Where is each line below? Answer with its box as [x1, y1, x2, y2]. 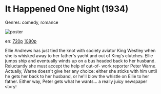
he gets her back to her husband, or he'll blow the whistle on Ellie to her [5, 73, 150, 79]
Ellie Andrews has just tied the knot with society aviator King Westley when [5, 47, 156, 53]
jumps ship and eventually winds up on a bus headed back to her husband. [5, 58, 156, 63]
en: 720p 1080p [5, 38, 37, 44]
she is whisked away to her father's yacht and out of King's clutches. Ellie [5, 52, 153, 59]
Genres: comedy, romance [5, 19, 59, 25]
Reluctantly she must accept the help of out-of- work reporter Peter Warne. [5, 63, 157, 69]
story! [5, 83, 17, 89]
